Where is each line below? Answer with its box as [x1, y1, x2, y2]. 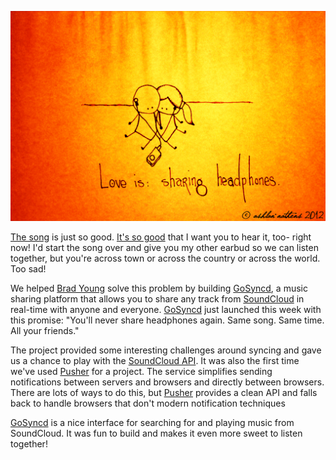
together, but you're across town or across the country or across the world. [10, 252, 321, 264]
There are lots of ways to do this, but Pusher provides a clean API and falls [10, 386, 318, 398]
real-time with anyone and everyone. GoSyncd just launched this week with [10, 303, 322, 315]
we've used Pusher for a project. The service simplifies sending [10, 365, 273, 377]
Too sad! [10, 262, 47, 275]
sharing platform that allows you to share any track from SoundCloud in [10, 292, 305, 305]
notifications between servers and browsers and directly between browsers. [10, 376, 325, 388]
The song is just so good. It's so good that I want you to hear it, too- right [10, 231, 312, 243]
